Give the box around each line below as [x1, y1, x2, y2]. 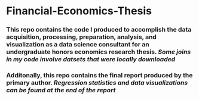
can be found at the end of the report [6, 86, 116, 95]
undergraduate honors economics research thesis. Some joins [6, 48, 191, 56]
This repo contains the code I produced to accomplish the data [6, 26, 192, 34]
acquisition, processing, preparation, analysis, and [6, 33, 157, 41]
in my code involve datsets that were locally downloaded [6, 55, 176, 64]
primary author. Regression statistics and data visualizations [6, 79, 188, 87]
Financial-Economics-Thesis [6, 4, 152, 18]
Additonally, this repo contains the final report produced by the [6, 71, 193, 80]
